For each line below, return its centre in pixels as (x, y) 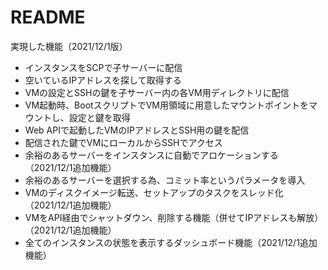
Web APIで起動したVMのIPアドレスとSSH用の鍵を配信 (137, 130)
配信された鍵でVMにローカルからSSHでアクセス (123, 142)
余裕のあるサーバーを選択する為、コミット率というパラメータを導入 (165, 180)
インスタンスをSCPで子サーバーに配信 (103, 67)
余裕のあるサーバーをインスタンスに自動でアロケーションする (151, 155)
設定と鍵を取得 (99, 117)
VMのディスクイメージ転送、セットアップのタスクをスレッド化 (154, 192)
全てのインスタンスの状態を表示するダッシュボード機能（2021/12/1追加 (171, 242)
